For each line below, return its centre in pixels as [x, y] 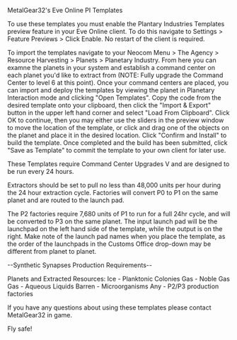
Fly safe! [20, 329]
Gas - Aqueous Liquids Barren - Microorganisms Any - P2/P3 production [113, 286]
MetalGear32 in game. [40, 315]
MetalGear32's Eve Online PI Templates [65, 10]
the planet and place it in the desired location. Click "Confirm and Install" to [117, 135]
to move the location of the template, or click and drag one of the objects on [118, 128]
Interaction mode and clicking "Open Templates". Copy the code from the [114, 98]
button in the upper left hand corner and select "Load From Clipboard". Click [118, 113]
